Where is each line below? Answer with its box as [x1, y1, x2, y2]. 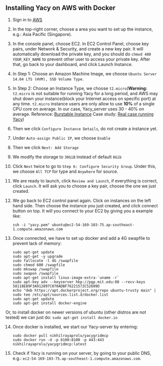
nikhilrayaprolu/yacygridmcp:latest [12, 342, 87, 347]
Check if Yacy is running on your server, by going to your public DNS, [12, 350, 152, 356]
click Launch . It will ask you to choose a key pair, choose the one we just [12, 183, 156, 189]
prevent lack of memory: [12, 240, 62, 246]
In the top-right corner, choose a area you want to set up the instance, [12, 26, 153, 32]
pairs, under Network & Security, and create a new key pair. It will [12, 46, 144, 51]
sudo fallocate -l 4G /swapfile [12, 258, 78, 263]
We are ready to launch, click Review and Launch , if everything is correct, [12, 178, 158, 183]
